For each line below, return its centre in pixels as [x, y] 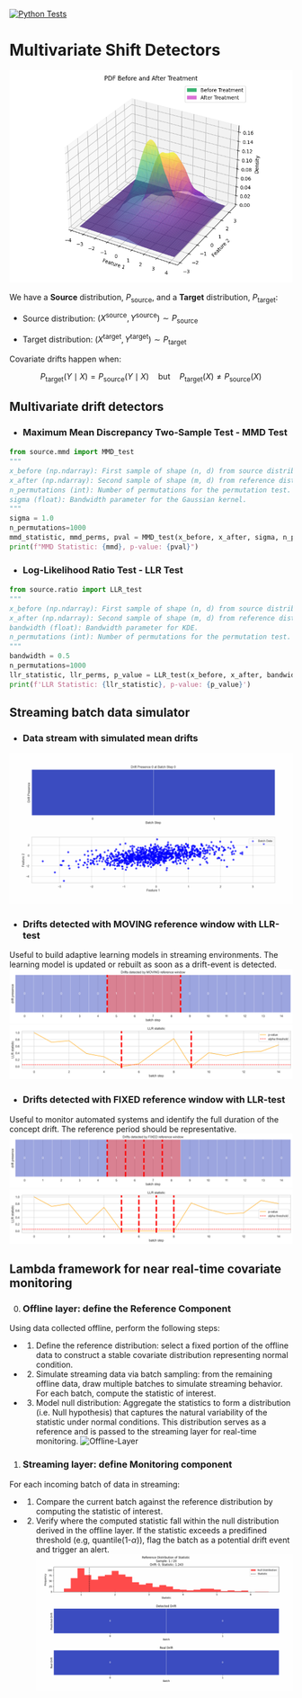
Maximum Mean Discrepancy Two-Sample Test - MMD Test [155, 432]
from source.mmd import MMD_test [72, 452]
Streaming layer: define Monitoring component [127, 1464]
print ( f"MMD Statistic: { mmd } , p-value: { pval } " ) [104, 547]
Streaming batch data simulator [100, 713]
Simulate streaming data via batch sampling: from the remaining [154, 1374]
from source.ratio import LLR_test [76, 590]
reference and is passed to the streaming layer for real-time [146, 1432]
